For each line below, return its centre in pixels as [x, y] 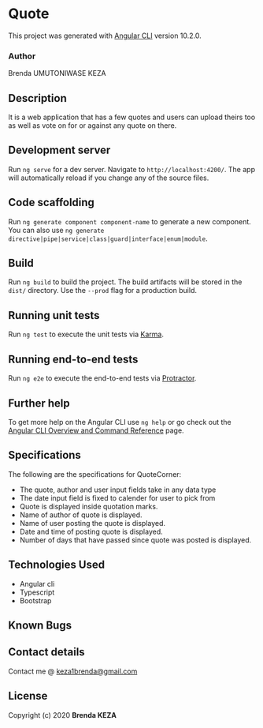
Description [37, 98]
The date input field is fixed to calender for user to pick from [117, 497]
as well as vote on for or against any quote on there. [93, 126]
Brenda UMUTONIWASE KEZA [57, 73]
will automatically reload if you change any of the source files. [109, 178]
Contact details [46, 652]
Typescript [37, 592]
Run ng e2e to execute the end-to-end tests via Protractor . [102, 378]
